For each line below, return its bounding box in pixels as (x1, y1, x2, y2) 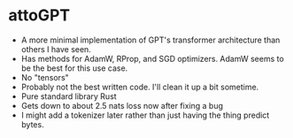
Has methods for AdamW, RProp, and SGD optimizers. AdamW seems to (20, 53, 284, 64)
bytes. (20, 119, 45, 129)
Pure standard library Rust (20, 90, 117, 102)
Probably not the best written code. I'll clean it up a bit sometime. (20, 81, 259, 92)
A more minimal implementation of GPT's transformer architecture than (20, 34, 281, 45)
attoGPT (8, 5, 71, 26)
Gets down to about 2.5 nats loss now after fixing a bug (20, 100, 223, 111)
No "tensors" (20, 72, 70, 82)
